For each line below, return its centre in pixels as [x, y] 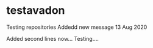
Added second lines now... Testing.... [53, 38]
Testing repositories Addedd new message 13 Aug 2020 [77, 27]
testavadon [36, 10]
